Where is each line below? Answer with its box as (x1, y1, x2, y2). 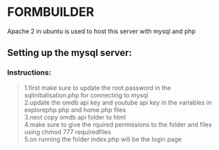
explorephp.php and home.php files (23, 105, 126, 114)
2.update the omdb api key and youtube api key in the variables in (23, 98, 212, 106)
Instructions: (7, 68, 52, 77)
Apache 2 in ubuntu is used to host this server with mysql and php (7, 27, 196, 35)
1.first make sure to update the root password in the (23, 84, 171, 92)
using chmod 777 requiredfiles (23, 127, 112, 135)
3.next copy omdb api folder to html (23, 113, 126, 121)
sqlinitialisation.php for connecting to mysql (23, 91, 149, 99)
